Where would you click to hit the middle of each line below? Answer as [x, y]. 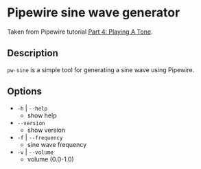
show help [42, 115]
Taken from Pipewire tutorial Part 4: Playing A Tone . [80, 32]
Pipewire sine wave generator [94, 13]
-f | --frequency [40, 137]
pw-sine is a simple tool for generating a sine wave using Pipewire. [101, 69]
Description [33, 53]
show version [46, 130]
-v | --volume [35, 152]
